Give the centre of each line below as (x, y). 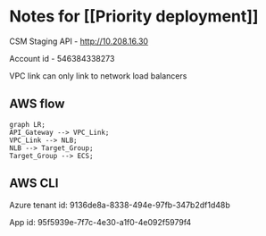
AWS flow (37, 104)
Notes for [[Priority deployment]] (134, 17)
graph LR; (28, 124)
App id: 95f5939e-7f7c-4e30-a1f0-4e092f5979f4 (100, 222)
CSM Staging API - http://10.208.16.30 (79, 41)
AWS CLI (34, 184)
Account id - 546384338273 (62, 58)
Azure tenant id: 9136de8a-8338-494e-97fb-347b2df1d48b (120, 205)
